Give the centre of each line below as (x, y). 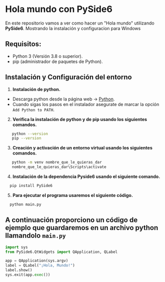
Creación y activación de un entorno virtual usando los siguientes (82, 148)
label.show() (19, 270)
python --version (30, 133)
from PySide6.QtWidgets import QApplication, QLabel (61, 252)
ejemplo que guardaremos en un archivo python (82, 228)
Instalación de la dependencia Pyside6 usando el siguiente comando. (86, 176)
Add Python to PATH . (33, 109)
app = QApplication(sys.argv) (37, 261)
